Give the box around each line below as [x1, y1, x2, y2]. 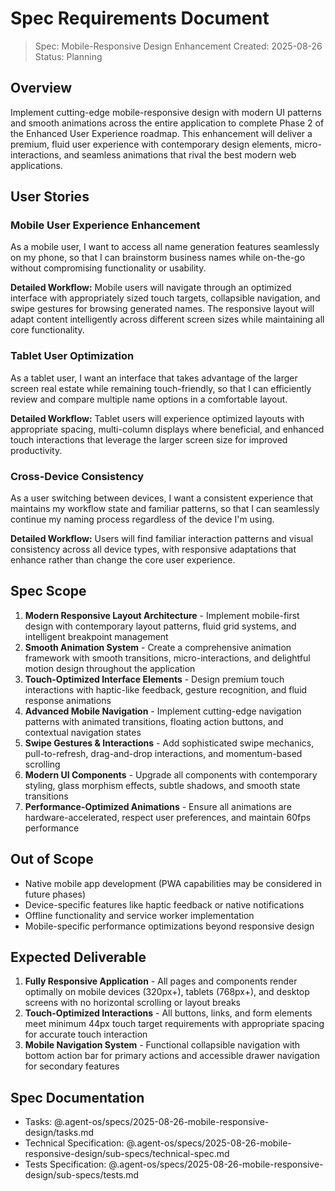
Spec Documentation [10, 1089, 145, 1106]
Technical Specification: [24, 1137, 125, 1149]
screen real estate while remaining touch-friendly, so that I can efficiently [10, 382, 312, 394]
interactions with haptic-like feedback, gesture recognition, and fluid [24, 683, 308, 696]
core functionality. [10, 324, 85, 336]
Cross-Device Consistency [10, 469, 145, 483]
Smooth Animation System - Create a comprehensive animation [24, 641, 292, 653]
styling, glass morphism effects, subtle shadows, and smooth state [24, 779, 301, 791]
